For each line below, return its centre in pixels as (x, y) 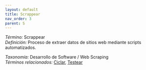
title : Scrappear (23, 14)
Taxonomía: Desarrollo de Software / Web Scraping (57, 57)
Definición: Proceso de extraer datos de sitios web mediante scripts (73, 43)
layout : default (21, 10)
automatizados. (21, 47)
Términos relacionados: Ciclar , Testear (44, 62)
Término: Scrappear (25, 37)
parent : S (15, 23)
